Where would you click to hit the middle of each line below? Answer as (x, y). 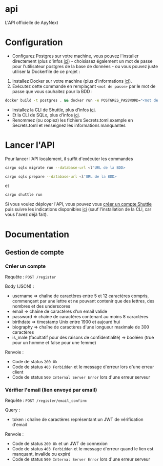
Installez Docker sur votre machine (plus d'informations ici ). (72, 81)
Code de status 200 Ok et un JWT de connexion (60, 443)
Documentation (37, 234)
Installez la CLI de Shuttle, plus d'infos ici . (54, 110)
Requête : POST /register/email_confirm (46, 400)
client (18, 372)
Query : (13, 410)
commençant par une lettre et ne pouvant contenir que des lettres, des (83, 301)
